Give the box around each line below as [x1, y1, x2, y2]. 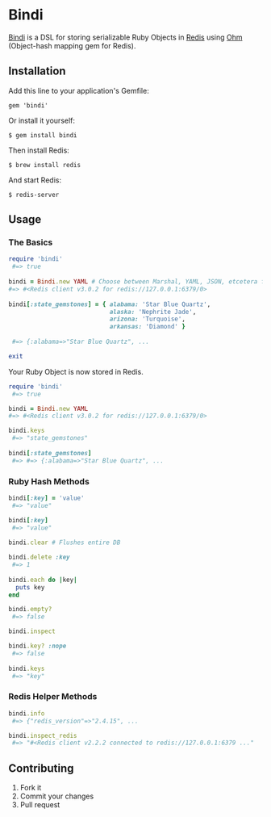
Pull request [19, 800, 60, 810]
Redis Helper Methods [8, 691, 98, 702]
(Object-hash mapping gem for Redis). [8, 40, 136, 50]
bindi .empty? [8, 605, 52, 614]
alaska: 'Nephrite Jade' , [109, 308, 197, 316]
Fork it [19, 783, 42, 793]
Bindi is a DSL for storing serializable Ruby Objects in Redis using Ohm [8, 32, 243, 42]
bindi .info [8, 709, 45, 718]
